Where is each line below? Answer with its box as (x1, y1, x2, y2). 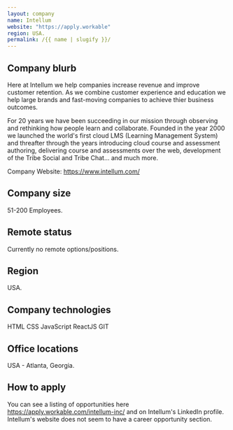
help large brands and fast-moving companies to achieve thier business (7, 95, 214, 103)
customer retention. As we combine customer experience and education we (7, 88, 226, 96)
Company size (7, 187, 71, 199)
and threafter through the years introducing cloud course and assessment (7, 138, 220, 147)
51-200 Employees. (7, 206, 63, 214)
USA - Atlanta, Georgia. (7, 361, 75, 369)
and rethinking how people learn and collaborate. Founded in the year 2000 (7, 124, 225, 132)
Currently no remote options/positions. (7, 245, 119, 253)
